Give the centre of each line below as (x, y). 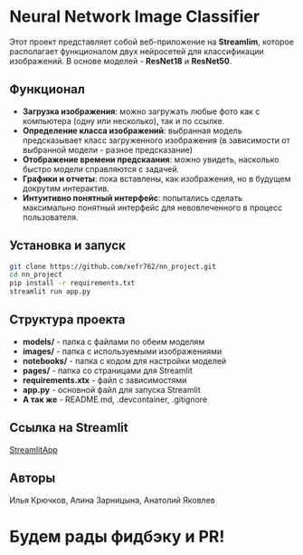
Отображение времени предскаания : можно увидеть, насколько (151, 159)
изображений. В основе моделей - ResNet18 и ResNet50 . (121, 61)
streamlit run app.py (50, 292)
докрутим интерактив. (66, 188)
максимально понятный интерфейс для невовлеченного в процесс (152, 207)
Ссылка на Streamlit (69, 428)
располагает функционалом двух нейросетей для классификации (137, 51)
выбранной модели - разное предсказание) (107, 149)
